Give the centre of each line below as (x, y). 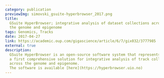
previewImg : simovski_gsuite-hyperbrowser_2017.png (59, 14)
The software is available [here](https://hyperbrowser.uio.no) (76, 68)
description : (18, 50)
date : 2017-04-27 (23, 37)
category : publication (28, 9)
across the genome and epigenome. (44, 63)
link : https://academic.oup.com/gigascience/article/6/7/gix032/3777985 (81, 41)
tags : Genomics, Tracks (29, 32)
